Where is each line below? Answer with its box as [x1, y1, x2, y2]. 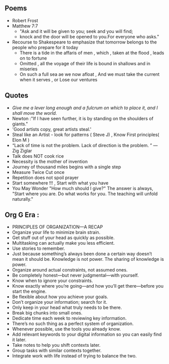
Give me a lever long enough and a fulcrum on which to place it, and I [12, 105, 158, 111]
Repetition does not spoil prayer [12, 174, 79, 180]
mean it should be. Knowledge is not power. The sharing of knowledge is [12, 256, 164, 262]
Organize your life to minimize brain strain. [12, 230, 101, 236]
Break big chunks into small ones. [12, 310, 83, 316]
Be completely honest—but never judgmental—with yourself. [12, 272, 139, 279]
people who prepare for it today [12, 44, 78, 50]
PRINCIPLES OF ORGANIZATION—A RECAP [12, 224, 103, 230]
